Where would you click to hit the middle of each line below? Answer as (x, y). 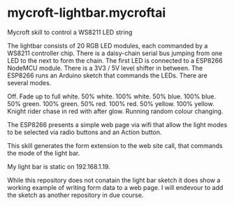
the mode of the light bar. (44, 153)
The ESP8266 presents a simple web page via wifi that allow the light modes (117, 124)
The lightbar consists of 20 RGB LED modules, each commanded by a (108, 45)
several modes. (29, 82)
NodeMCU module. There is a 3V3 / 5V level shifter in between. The (105, 68)
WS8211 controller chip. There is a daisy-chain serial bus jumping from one (115, 53)
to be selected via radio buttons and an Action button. (85, 132)
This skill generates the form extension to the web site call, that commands (115, 145)
